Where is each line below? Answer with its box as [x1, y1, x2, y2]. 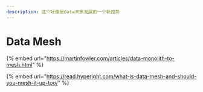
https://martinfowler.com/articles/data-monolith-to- [46, 55, 175, 62]
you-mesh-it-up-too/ [6, 79, 59, 86]
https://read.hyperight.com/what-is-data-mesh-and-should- [46, 73, 197, 80]
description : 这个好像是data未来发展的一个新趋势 [6, 8, 120, 15]
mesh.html [6, 61, 33, 68]
